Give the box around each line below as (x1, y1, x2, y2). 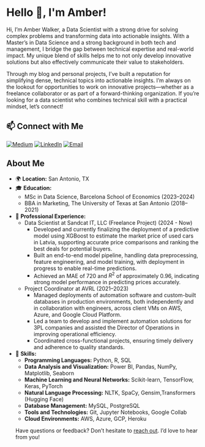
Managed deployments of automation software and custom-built (33, 291, 196, 299)
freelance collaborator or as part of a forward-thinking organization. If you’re (6, 89, 199, 97)
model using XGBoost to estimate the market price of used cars (33, 232, 194, 239)
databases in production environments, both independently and (33, 298, 194, 306)
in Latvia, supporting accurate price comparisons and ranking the (33, 238, 199, 246)
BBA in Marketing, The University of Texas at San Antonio (24, 199, 170, 207)
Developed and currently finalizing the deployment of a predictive (33, 225, 199, 233)
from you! (15, 434, 40, 441)
